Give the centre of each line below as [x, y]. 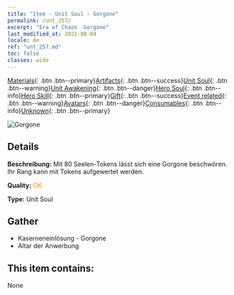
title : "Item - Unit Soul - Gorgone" [63, 14]
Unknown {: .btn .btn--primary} [66, 110]
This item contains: [51, 268]
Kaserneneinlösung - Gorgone [62, 238]
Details [23, 147]
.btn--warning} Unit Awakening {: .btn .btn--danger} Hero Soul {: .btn [105, 88]
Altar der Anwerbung [48, 246]
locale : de [23, 41]
